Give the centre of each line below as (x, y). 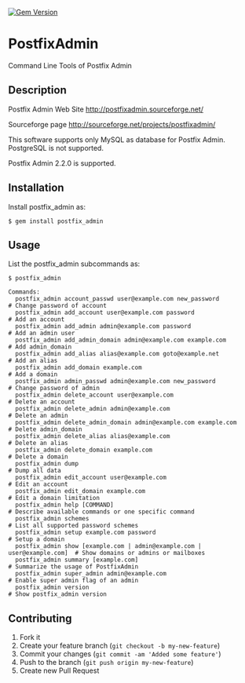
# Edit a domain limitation (54, 499)
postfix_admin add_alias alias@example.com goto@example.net (117, 354)
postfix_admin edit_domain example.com (80, 491)
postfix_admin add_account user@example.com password (105, 313)
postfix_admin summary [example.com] (77, 560)
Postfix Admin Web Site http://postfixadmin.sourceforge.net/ (106, 109)
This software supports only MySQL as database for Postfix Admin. (117, 139)
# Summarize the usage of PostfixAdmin (73, 567)
